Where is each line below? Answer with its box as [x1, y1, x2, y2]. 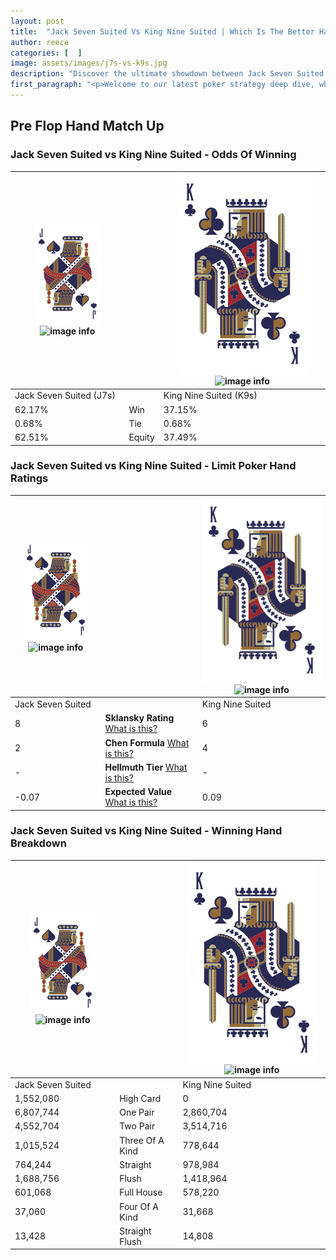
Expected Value [104, 786, 173, 798]
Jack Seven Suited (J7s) [14, 390, 116, 402]
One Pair [119, 1106, 155, 1119]
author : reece [10, 37, 70, 47]
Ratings [10, 471, 49, 485]
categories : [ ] [10, 48, 83, 58]
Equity [128, 431, 155, 444]
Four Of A [119, 1200, 159, 1212]
